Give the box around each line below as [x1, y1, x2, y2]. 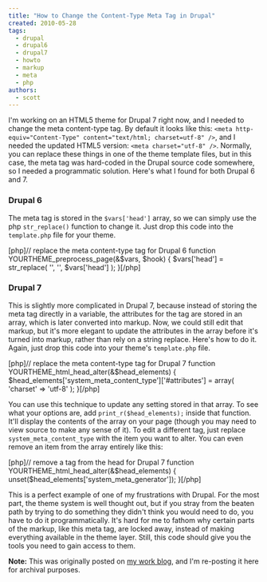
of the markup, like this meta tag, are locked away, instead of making [8, 524, 235, 533]
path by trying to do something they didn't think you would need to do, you [8, 507, 253, 516]
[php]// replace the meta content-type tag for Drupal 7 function [8, 358, 216, 368]
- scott [15, 94, 41, 102]
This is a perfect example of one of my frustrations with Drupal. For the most [8, 489, 260, 500]
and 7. [8, 175, 28, 185]
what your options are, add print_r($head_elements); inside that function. [8, 408, 252, 417]
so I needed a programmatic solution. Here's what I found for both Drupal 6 [8, 166, 255, 176]
